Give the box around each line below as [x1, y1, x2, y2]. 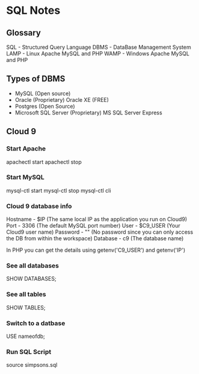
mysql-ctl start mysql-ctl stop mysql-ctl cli [6, 187, 111, 194]
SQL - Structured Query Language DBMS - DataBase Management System [6, 43, 191, 51]
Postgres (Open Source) [14, 102, 75, 110]
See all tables [6, 290, 46, 299]
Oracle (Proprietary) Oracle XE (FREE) [14, 96, 109, 103]
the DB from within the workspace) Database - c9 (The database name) [6, 235, 184, 242]
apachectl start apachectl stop [6, 158, 82, 166]
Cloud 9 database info [6, 202, 72, 210]
